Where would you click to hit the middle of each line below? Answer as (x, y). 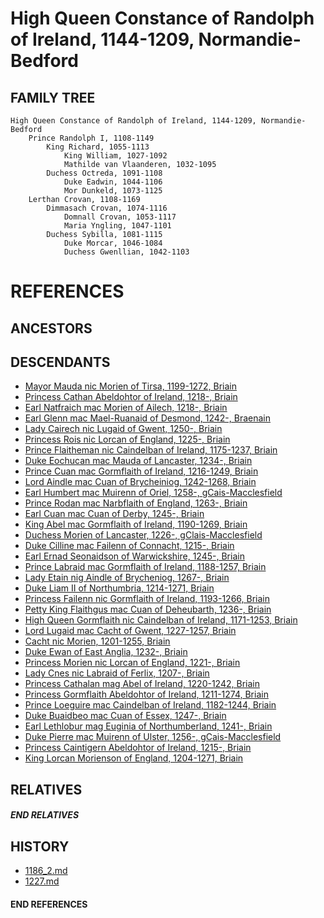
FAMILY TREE (53, 97)
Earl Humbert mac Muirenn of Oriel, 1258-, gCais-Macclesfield (153, 493)
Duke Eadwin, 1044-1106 (113, 182)
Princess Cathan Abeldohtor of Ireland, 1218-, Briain (131, 397)
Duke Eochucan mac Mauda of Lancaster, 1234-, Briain (138, 461)
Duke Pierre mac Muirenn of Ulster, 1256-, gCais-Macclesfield (153, 737)
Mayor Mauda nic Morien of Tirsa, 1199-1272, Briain (131, 386)
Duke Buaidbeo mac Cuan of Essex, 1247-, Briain (125, 716)
